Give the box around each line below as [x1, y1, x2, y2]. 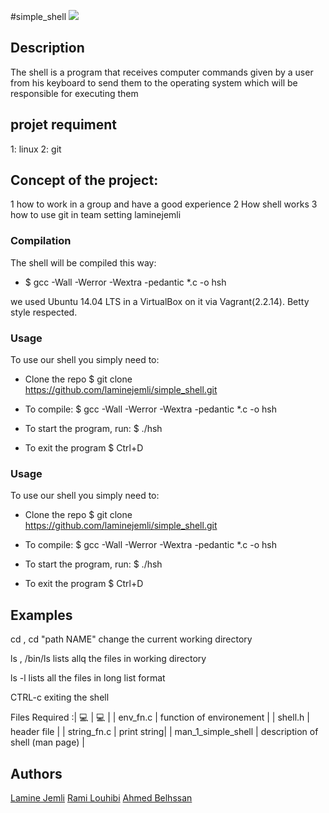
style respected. [10, 306, 78, 318]
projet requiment [10, 116, 118, 134]
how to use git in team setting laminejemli [10, 209, 182, 221]
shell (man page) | [10, 736, 85, 749]
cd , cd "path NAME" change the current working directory [10, 633, 253, 645]
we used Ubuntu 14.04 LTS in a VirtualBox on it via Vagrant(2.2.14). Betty [10, 295, 310, 307]
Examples [10, 606, 73, 624]
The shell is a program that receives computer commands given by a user [10, 66, 314, 78]
